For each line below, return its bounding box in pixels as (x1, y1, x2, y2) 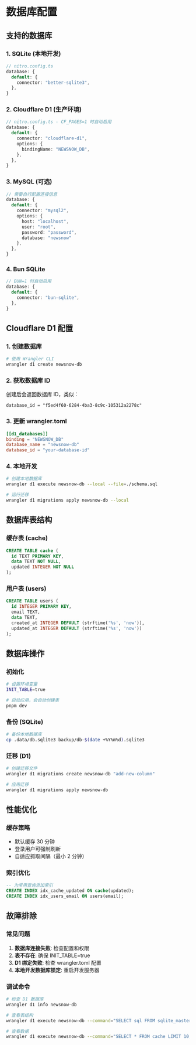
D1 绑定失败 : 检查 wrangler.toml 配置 (14, 959, 102, 966)
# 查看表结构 (6, 1012, 33, 1018)
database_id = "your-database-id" (6, 447, 90, 453)
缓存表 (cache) (6, 534, 48, 542)
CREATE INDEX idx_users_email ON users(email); (6, 893, 124, 900)
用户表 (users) (6, 584, 47, 593)
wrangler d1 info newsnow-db (6, 1002, 77, 1007)
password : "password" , (21, 229, 77, 235)
